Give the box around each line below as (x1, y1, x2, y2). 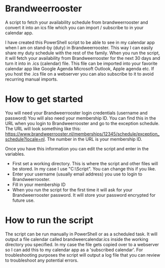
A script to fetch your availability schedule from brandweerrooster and (5, 19, 148, 25)
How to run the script (5, 215, 94, 226)
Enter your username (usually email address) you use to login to (12, 171, 142, 177)
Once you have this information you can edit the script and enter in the (5, 145, 149, 151)
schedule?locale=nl (5, 136, 45, 142)
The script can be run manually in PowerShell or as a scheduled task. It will (5, 231, 158, 237)
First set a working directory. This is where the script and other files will (12, 160, 158, 166)
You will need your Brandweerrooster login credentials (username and (5, 110, 148, 116)
